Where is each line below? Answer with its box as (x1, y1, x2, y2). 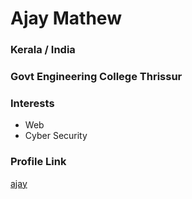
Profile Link (10, 155, 67, 169)
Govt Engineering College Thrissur (10, 70, 183, 84)
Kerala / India (10, 43, 76, 57)
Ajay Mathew (10, 7, 122, 30)
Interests (10, 96, 55, 110)
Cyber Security (24, 130, 88, 142)
